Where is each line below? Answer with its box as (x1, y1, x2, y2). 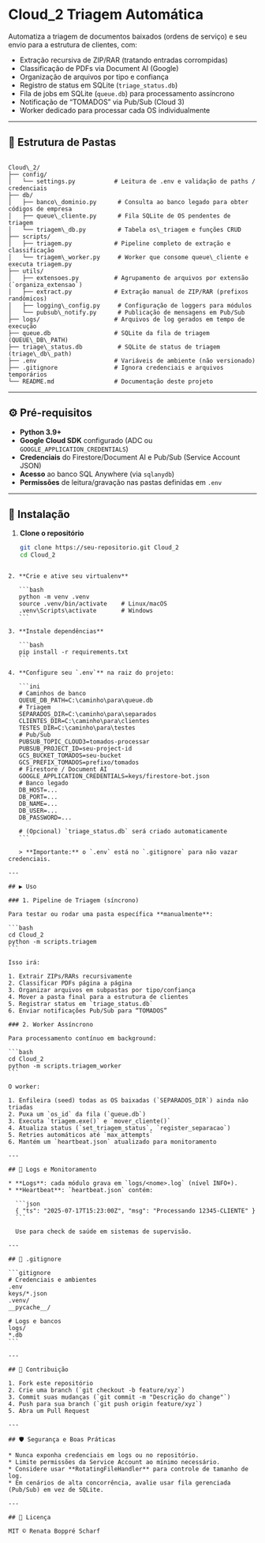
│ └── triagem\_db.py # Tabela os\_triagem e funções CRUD (8, 225, 242, 233)
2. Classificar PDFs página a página (8, 979, 132, 987)
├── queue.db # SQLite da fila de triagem (8, 329, 211, 337)
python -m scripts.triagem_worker (8, 1062, 122, 1070)
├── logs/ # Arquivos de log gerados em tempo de (8, 315, 245, 323)
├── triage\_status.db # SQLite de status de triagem (8, 343, 221, 351)
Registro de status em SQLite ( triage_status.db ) (19, 80, 178, 90)
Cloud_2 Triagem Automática (8, 6, 203, 24)
